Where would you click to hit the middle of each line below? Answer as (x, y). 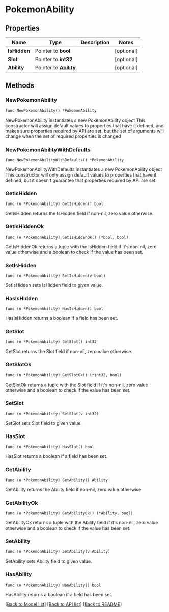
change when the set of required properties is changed (63, 136)
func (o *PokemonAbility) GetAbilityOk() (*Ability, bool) (69, 513)
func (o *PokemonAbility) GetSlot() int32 (51, 342)
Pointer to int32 (54, 59)
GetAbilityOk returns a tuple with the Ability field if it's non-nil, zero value (82, 522)
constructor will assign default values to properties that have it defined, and (84, 125)
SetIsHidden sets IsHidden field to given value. (54, 285)
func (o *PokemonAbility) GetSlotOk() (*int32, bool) (64, 375)
